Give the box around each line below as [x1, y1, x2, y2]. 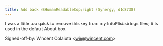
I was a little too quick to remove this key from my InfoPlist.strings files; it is [5, 21, 158, 26]
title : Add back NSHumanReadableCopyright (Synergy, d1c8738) [5, 7, 136, 12]
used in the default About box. [5, 25, 67, 32]
